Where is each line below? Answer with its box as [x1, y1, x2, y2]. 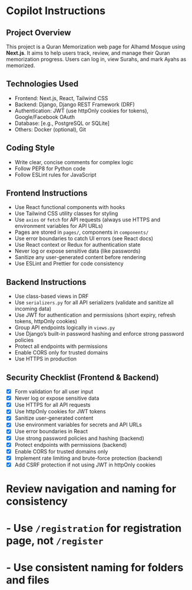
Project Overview [6, 28, 71, 38]
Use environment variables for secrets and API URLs [14, 421, 143, 428]
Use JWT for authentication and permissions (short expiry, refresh [14, 311, 176, 319]
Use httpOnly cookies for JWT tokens [14, 408, 106, 415]
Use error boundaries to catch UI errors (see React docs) [14, 235, 154, 242]
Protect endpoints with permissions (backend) [14, 441, 127, 448]
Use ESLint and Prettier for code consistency [14, 260, 124, 267]
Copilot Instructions [6, 4, 106, 18]
